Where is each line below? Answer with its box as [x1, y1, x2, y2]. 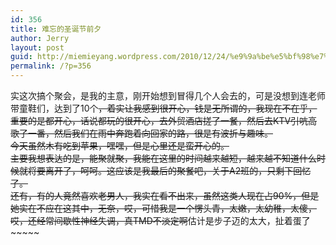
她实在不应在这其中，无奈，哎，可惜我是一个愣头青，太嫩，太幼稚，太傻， [10, 202, 317, 214]
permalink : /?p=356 [10, 61, 92, 71]
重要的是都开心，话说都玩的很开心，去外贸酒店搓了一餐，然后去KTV [10, 115, 292, 126]
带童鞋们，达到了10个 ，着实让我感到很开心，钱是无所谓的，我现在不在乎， [10, 102, 318, 114]
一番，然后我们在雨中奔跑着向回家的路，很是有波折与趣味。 [27, 127, 273, 139]
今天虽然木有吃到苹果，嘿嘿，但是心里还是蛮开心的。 [10, 140, 230, 151]
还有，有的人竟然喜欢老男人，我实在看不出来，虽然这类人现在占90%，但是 [10, 190, 320, 201]
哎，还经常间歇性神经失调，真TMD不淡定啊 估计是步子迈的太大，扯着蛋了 [10, 215, 311, 226]
